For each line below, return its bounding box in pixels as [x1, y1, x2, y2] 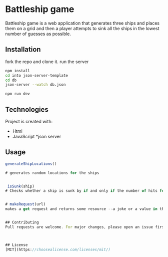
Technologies [5, 105, 49, 114]
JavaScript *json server [12, 133, 61, 139]
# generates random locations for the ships [5, 170, 99, 175]
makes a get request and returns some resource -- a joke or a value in [5, 206, 157, 211]
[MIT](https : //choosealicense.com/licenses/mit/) [5, 247, 111, 252]
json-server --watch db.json [5, 82, 66, 87]
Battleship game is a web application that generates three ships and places [5, 20, 160, 26]
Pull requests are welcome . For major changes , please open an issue [5, 224, 153, 229]
